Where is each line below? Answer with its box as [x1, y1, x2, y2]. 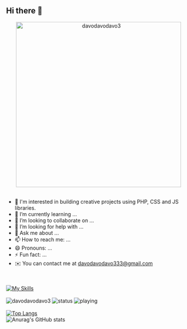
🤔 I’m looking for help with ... [14, 223, 84, 230]
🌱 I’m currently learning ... [14, 210, 77, 217]
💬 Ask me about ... [14, 229, 59, 236]
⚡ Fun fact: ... [14, 251, 47, 258]
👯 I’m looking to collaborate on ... [14, 217, 94, 224]
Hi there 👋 [6, 6, 43, 16]
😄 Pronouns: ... [14, 244, 53, 251]
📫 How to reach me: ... [14, 236, 71, 243]
